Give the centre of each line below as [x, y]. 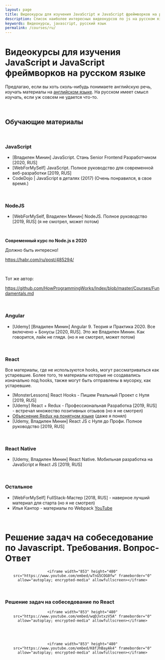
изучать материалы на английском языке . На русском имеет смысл [77, 92]
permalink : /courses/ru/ [30, 28]
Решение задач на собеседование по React [60, 602]
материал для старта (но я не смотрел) [54, 503]
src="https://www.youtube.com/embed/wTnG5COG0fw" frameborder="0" [82, 575]
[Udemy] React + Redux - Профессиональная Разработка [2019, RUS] [84, 405]
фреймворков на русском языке [75, 73]
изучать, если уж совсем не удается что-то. [52, 97]
